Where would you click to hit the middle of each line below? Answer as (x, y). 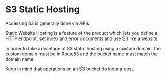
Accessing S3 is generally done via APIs (47, 23)
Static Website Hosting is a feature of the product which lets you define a (81, 33)
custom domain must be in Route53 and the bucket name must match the (82, 54)
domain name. (20, 59)
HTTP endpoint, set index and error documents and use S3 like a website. (82, 38)
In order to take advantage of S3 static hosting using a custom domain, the (83, 48)
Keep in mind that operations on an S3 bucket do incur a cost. (70, 69)
